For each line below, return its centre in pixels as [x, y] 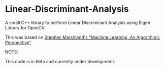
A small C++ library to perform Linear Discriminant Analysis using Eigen [78, 23]
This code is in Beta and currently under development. [60, 61]
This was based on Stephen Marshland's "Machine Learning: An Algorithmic [82, 37]
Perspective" [18, 42]
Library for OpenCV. [25, 27]
